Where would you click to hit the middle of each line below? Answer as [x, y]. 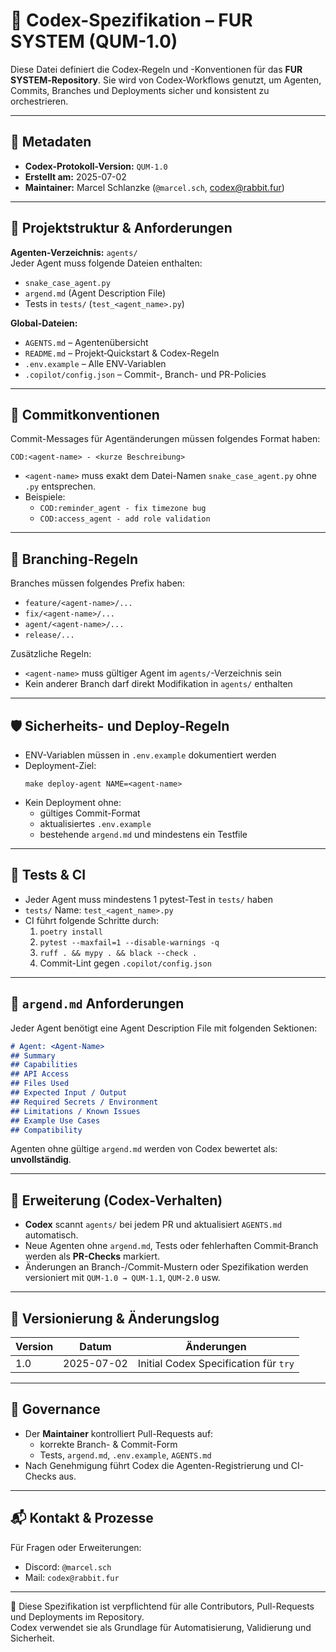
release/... [49, 635]
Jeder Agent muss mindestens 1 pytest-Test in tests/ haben [148, 899]
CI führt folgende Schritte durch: [92, 920]
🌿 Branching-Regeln [74, 559]
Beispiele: [45, 497]
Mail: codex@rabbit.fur [72, 1577]
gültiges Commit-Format [90, 813]
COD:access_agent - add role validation [125, 519]
